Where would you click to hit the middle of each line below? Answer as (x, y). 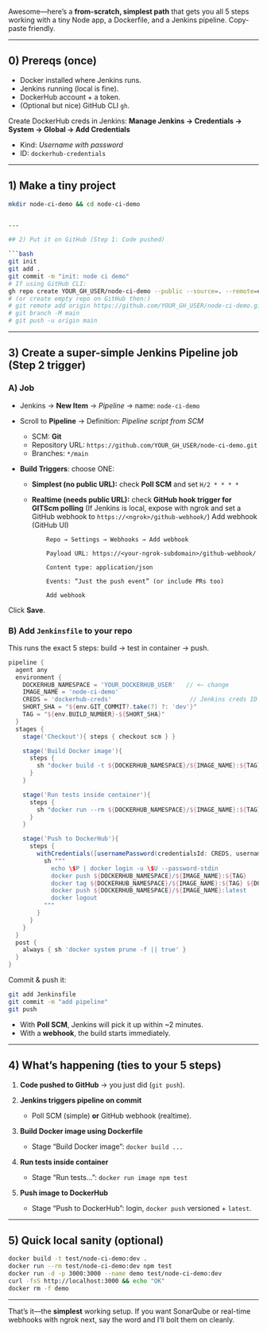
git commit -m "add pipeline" (58, 1002)
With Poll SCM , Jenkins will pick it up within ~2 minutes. (112, 1024)
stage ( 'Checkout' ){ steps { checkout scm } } (99, 736)
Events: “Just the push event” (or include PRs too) (135, 581)
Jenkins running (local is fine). (69, 88)
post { (26, 943)
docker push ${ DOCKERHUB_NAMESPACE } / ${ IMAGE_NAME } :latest (149, 891)
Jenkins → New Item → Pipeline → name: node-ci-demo (110, 405)
